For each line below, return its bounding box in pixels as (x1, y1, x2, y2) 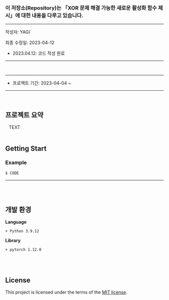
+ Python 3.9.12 (5, 229, 39, 234)
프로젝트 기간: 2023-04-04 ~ (12, 80, 71, 86)
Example (5, 159, 27, 166)
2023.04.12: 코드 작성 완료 (12, 50, 65, 56)
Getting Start (5, 144, 47, 153)
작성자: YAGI (5, 29, 30, 35)
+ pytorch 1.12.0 (5, 247, 42, 252)
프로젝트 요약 (5, 110, 44, 119)
